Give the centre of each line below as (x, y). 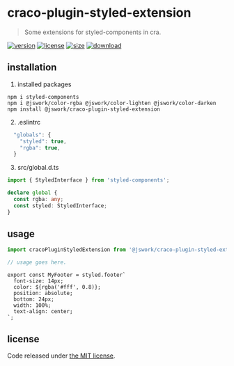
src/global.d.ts (38, 168)
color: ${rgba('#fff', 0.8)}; (57, 287)
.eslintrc (29, 122)
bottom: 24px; (34, 300)
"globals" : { (32, 135)
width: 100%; (32, 305)
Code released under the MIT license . (61, 356)
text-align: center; (43, 312)
